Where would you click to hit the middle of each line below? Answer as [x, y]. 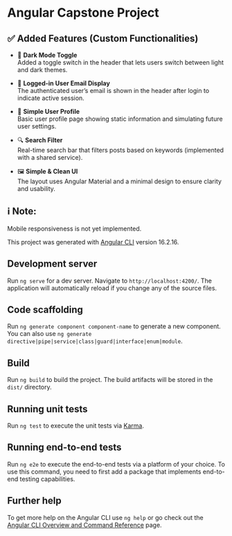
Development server [52, 264]
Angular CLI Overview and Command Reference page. [84, 525]
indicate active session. [51, 98]
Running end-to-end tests [64, 447]
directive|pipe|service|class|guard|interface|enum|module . [95, 341]
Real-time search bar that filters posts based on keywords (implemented [120, 150]
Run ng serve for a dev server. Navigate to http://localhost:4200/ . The [110, 280]
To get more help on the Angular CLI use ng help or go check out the [105, 517]
